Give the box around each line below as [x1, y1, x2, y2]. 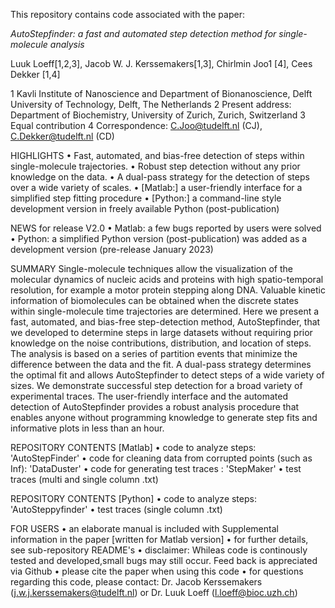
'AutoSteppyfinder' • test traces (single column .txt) [10, 504, 223, 515]
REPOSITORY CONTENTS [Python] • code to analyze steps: [10, 493, 257, 504]
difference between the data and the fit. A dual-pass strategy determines [10, 359, 312, 370]
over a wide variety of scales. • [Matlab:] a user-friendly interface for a [10, 182, 303, 193]
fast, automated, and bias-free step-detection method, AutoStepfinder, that [10, 316, 321, 328]
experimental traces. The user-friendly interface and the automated [10, 390, 289, 402]
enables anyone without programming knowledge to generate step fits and [10, 412, 318, 423]
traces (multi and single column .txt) [10, 474, 159, 485]
